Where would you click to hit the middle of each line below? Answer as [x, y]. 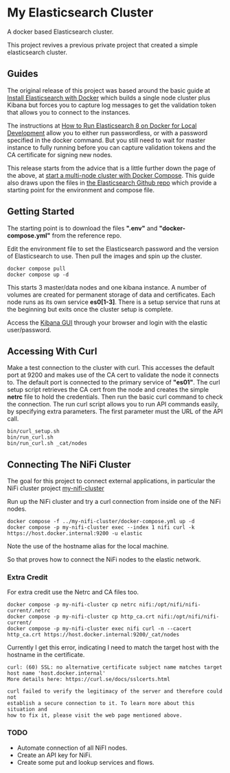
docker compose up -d [38, 275]
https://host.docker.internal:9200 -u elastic [75, 533]
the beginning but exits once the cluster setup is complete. [90, 309]
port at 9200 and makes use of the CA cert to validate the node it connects [113, 375]
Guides [23, 74]
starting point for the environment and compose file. [81, 189]
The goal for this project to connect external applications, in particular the [111, 481]
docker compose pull [37, 268]
